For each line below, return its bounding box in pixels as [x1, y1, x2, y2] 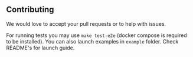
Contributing [6, 5, 54, 15]
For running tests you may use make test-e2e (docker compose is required [6, 32, 187, 39]
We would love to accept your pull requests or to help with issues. [6, 20, 166, 27]
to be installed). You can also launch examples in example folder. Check [6, 38, 179, 45]
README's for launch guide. [6, 44, 75, 51]
